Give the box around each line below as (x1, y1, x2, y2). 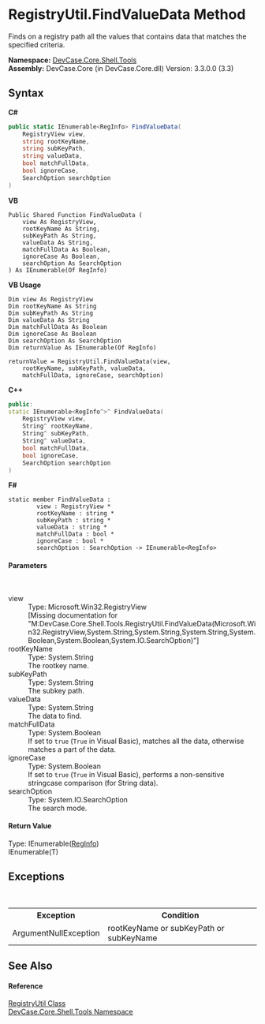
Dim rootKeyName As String (8, 302, 97, 310)
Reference (8, 981, 43, 991)
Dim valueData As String (8, 316, 90, 324)
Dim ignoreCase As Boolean (8, 330, 97, 338)
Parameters (8, 560, 47, 570)
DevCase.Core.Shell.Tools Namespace (8, 1007, 133, 1017)
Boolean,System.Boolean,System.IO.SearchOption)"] (28, 635, 200, 645)
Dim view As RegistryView (8, 295, 93, 303)
